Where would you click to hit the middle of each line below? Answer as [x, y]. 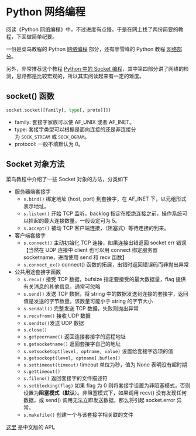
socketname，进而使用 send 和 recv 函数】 [75, 257]
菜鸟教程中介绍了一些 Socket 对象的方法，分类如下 [67, 179]
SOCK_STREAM [36, 137]
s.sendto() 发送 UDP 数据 [54, 323]
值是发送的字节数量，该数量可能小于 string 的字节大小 [88, 301]
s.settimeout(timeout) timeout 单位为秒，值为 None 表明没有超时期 [105, 365]
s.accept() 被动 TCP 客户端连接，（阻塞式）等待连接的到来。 [96, 228]
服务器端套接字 [32, 192]
